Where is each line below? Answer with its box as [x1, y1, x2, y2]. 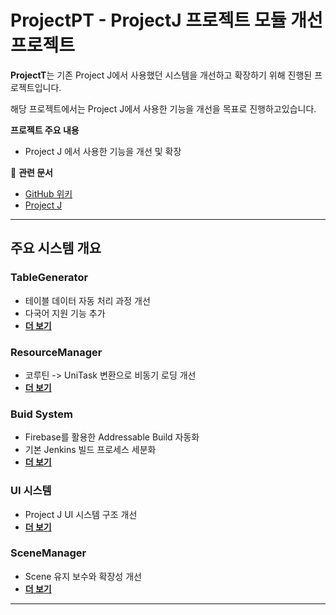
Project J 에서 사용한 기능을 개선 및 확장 [24, 145, 182, 157]
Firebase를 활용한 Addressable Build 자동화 [24, 431, 200, 443]
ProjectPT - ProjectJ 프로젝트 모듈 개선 [10, 9, 323, 32]
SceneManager [10, 546, 87, 560]
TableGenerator [10, 271, 89, 285]
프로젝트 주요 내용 [10, 124, 80, 136]
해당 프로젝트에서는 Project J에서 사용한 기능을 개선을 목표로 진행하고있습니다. [10, 102, 317, 115]
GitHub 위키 [24, 187, 73, 200]
